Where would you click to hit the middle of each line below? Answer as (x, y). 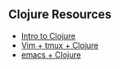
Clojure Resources (60, 15)
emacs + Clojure (51, 54)
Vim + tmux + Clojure (60, 45)
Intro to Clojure (48, 35)
